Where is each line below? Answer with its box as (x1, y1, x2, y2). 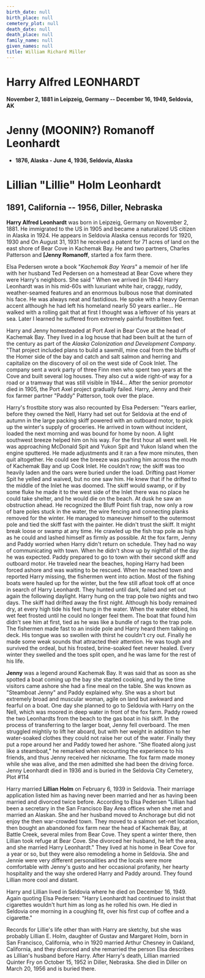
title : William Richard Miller (6, 49, 86, 55)
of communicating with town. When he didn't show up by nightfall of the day (6, 547, 199, 554)
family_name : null (6, 37, 53, 43)
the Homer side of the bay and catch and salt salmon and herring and (6, 353, 182, 360)
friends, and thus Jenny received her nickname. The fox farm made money (6, 753, 195, 761)
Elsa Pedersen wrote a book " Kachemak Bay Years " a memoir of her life (6, 263, 188, 270)
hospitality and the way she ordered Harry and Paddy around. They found (6, 870, 193, 877)
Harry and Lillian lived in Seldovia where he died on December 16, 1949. (6, 888, 187, 895)
